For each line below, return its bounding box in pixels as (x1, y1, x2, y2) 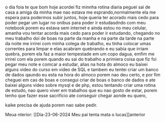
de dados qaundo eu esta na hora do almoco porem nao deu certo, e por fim (5, 72, 161, 77)
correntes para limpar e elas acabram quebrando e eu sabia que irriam (5, 46, 149, 51)
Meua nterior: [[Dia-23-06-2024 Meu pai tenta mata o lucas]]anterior (5, 112, 146, 117)
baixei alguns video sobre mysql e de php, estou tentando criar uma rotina (5, 82, 156, 88)
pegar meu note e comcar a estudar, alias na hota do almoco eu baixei (5, 61, 148, 67)
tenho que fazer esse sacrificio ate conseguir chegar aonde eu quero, (5, 93, 147, 98)
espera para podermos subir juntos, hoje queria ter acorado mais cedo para (5, 15, 159, 20)
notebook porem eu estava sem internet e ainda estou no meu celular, (5, 25, 147, 31)
